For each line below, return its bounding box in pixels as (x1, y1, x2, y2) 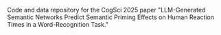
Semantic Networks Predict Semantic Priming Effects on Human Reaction (7, 13, 215, 21)
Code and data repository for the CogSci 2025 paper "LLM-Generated (7, 6, 206, 14)
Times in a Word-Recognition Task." (7, 21, 108, 28)
